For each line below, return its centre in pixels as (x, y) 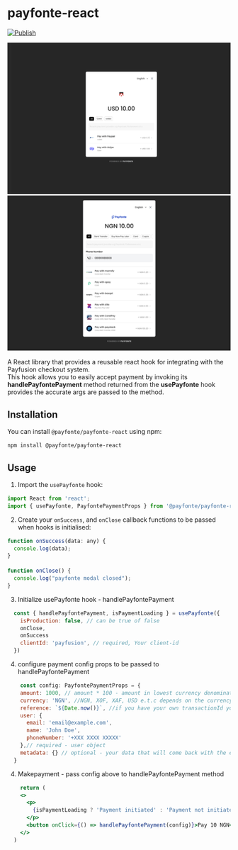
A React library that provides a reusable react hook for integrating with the (115, 362)
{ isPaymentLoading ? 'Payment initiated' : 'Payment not (118, 810)
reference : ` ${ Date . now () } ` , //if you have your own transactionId (121, 708)
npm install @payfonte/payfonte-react (64, 446)
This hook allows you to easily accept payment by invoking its (97, 377)
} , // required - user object (63, 746)
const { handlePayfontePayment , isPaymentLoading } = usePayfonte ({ (117, 613)
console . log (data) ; (42, 548)
